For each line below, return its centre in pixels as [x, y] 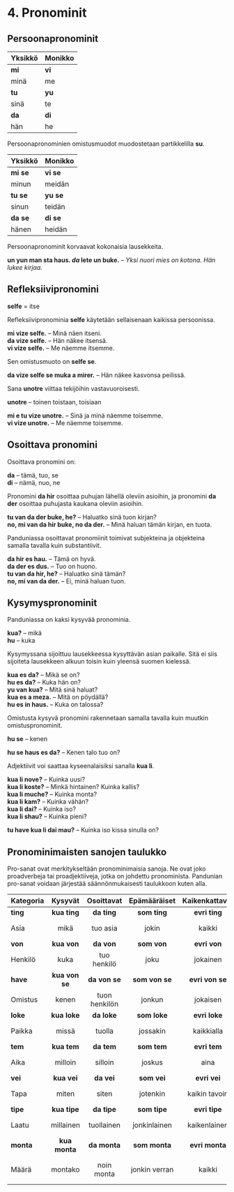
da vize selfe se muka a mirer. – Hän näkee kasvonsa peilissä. [96, 375]
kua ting [65, 912]
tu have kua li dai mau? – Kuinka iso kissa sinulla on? [83, 830]
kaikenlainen [208, 1125]
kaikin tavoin [208, 1094]
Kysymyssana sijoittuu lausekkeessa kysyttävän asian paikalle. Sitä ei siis [112, 654]
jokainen [208, 960]
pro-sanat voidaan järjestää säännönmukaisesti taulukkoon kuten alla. [107, 884]
